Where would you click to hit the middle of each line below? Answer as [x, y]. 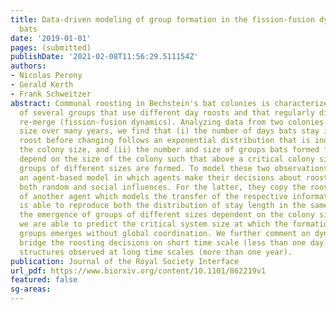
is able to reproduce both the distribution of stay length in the [163, 206]
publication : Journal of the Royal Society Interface [125, 261]
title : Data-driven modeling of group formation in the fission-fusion [162, 19]
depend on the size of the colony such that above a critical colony [167, 159]
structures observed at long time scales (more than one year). [156, 252]
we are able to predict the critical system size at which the [153, 224]
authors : [28, 66]
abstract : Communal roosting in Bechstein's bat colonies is [140, 103]
